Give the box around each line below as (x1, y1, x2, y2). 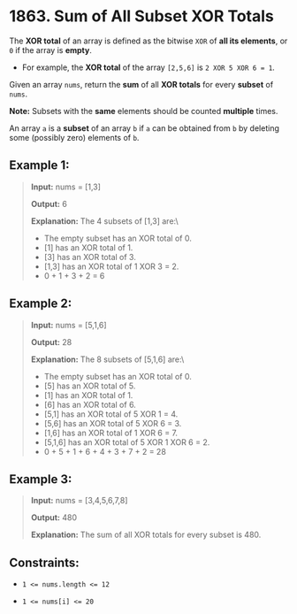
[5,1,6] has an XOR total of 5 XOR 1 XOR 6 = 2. (43, 436, 210, 448)
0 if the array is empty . (9, 44, 93, 55)
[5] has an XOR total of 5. (43, 380, 136, 391)
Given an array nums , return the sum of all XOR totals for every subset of (9, 79, 274, 89)
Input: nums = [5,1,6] (30, 319, 108, 330)
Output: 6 (30, 198, 68, 209)
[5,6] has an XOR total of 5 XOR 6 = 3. (43, 418, 182, 428)
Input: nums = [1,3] (30, 181, 102, 192)
